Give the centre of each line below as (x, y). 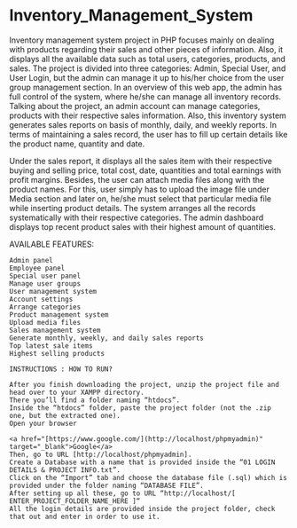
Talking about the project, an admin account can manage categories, (135, 106)
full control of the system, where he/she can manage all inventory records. (145, 96)
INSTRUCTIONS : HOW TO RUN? (61, 369)
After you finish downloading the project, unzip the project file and (144, 384)
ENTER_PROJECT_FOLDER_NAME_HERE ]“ (75, 501)
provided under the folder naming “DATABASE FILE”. (106, 485)
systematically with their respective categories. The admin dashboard (137, 217)
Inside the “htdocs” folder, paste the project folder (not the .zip (141, 408)
